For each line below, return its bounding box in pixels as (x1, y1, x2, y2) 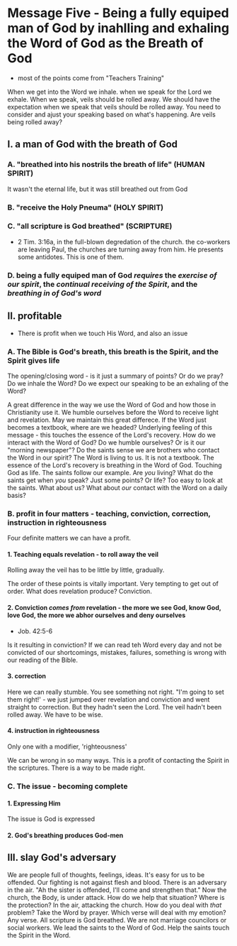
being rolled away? (7, 117, 62, 126)
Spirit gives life (7, 355, 60, 365)
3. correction (7, 672, 47, 680)
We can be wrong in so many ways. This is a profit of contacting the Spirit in (7, 756, 230, 764)
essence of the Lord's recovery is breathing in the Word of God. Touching (7, 460, 222, 469)
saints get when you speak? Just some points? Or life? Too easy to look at (7, 476, 223, 484)
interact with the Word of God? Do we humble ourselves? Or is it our (7, 438, 206, 447)
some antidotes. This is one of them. (17, 252, 125, 261)
